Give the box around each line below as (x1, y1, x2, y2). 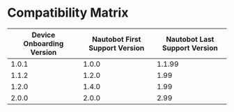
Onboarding (23, 38, 64, 48)
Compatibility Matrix (7, 5, 129, 21)
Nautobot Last (166, 34, 214, 44)
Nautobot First (91, 34, 141, 44)
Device (31, 30, 56, 40)
